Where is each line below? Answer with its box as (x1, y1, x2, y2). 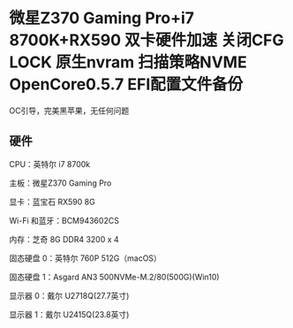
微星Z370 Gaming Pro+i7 (9, 8, 195, 28)
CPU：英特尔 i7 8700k (9, 158, 91, 169)
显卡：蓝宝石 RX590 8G (9, 196, 95, 207)
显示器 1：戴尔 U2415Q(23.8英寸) (9, 309, 130, 319)
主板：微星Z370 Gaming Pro (9, 178, 112, 188)
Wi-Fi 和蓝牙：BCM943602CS (9, 215, 119, 225)
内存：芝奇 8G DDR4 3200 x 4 (9, 233, 119, 244)
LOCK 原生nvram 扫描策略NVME (9, 52, 247, 72)
